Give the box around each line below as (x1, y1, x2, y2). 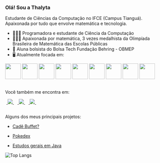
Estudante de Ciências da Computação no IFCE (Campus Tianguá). (5, 15, 143, 21)
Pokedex (12, 133, 31, 139)
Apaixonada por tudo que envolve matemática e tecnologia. (5, 20, 127, 26)
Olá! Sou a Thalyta (5, 4, 51, 11)
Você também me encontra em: (5, 89, 70, 95)
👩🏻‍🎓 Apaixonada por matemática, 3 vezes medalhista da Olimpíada (12, 35, 150, 41)
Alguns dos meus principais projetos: (5, 114, 81, 120)
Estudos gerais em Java (12, 143, 62, 149)
